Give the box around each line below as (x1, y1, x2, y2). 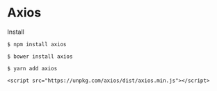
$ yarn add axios (7, 65, 58, 72)
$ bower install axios (7, 53, 73, 60)
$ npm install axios (7, 41, 67, 48)
